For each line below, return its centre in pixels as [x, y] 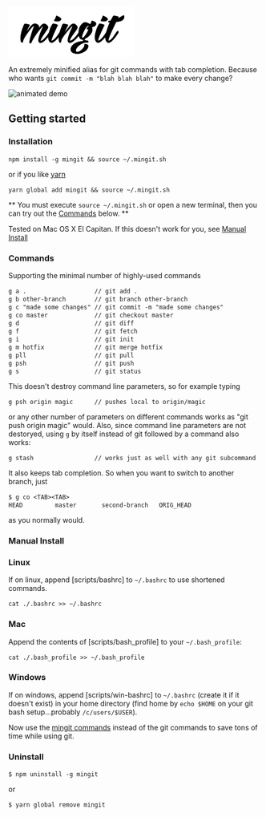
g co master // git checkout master [91, 315]
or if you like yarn [37, 174]
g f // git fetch [73, 331]
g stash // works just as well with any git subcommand [132, 458]
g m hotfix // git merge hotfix [85, 347]
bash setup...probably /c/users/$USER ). [73, 712]
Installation [31, 142]
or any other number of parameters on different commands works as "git [128, 417]
